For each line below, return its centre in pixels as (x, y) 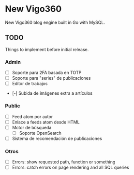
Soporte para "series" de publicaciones (51, 78)
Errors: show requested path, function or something (64, 162)
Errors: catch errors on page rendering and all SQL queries (70, 167)
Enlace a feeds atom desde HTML (46, 122)
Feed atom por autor (32, 116)
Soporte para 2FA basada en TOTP (47, 73)
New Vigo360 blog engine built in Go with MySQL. (55, 22)
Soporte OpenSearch (40, 133)
